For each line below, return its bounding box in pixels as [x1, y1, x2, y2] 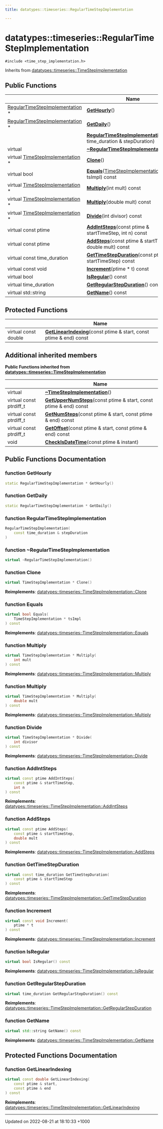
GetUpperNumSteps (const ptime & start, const [45, 397, 153, 404]
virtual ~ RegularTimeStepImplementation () [5, 557, 92, 562]
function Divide [5, 724, 42, 731]
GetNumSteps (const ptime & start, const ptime [45, 411, 153, 417]
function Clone [5, 569, 41, 576]
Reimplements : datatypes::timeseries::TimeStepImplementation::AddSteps [5, 849, 155, 855]
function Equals [5, 601, 43, 608]
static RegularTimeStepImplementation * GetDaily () [5, 503, 112, 508]
